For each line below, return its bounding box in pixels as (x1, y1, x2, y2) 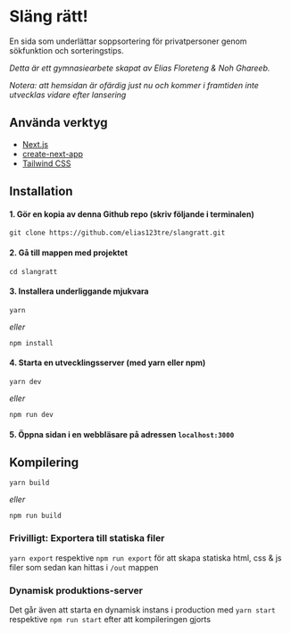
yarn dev (9, 377, 42, 386)
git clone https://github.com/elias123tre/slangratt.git (9, 229, 226, 237)
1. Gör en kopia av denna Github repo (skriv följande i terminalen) (9, 208, 254, 220)
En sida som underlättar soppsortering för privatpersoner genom (9, 36, 247, 46)
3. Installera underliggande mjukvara (9, 286, 149, 296)
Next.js (21, 138, 49, 149)
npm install (9, 338, 54, 347)
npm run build (9, 512, 62, 521)
